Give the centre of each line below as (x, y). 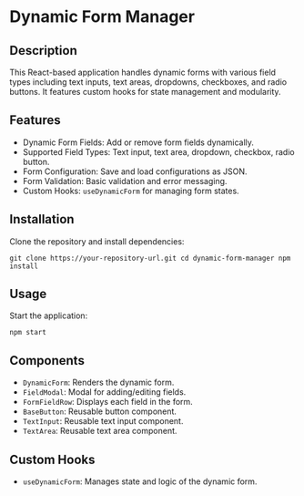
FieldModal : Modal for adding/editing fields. (104, 392)
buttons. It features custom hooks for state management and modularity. (145, 92)
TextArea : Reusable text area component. (100, 431)
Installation (42, 219)
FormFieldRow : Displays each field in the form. (107, 402)
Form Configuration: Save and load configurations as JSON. (135, 171)
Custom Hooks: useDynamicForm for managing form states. (131, 191)
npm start (28, 333)
